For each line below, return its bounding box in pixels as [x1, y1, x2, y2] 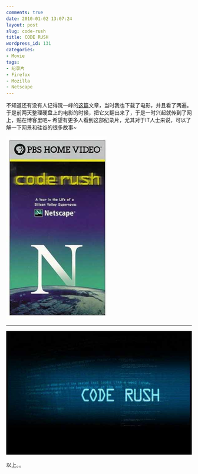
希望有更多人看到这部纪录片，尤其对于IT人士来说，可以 [52, 117, 186, 124]
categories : [6, 47, 35, 53]
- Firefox [6, 71, 31, 78]
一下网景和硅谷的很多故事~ [11, 124, 77, 131]
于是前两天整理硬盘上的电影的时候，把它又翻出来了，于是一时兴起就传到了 [6, 109, 187, 116]
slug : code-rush [6, 28, 46, 34]
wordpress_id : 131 [6, 41, 51, 47]
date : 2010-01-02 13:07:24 [6, 15, 72, 22]
